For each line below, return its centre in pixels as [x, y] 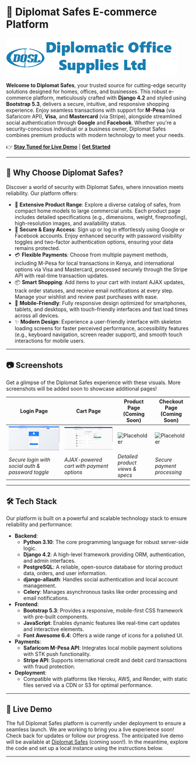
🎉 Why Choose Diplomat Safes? [65, 173]
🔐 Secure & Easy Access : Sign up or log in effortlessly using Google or [99, 229]
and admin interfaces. [49, 561]
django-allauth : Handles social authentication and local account [100, 580]
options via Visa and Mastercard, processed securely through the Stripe [101, 269]
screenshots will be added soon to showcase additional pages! [82, 388]
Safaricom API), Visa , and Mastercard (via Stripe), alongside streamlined [94, 116]
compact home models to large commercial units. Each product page [97, 211]
